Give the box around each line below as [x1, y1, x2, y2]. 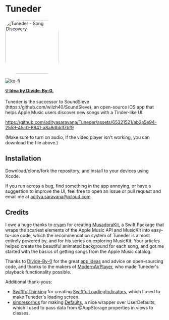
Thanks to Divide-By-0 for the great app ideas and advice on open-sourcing [5, 258, 164, 264]
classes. [12, 310, 30, 316]
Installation [5, 154, 41, 163]
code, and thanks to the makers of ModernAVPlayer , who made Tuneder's [5, 263, 159, 270]
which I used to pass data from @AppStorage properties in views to [12, 304, 153, 310]
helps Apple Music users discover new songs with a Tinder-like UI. [5, 109, 144, 115]
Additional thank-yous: [5, 279, 52, 285]
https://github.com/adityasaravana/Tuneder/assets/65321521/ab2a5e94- [5, 119, 157, 125]
